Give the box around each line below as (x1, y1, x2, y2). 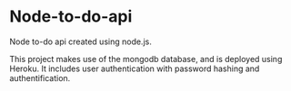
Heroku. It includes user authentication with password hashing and (9, 63, 260, 74)
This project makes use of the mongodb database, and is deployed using (9, 53, 283, 64)
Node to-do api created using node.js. (9, 36, 152, 47)
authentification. (9, 72, 71, 83)
